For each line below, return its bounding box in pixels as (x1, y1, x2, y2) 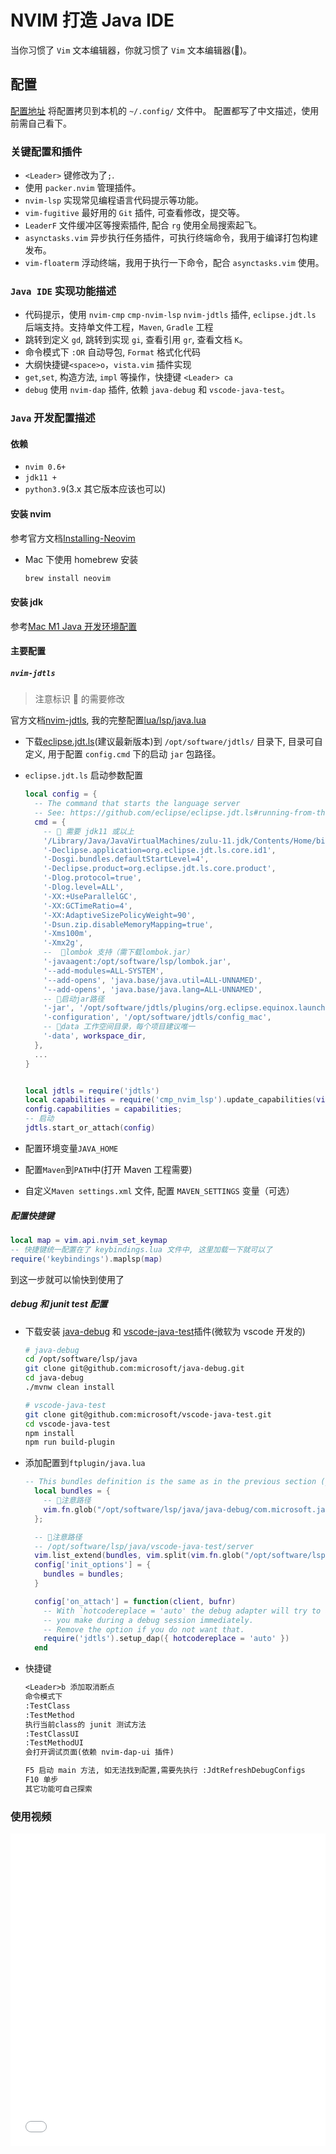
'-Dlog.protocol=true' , (43, 873, 142, 883)
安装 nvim (10, 508, 52, 520)
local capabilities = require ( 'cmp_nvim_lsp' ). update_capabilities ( (24, 1095, 317, 1105)
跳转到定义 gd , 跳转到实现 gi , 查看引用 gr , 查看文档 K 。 (24, 334, 248, 346)
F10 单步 (24, 1775, 59, 1785)
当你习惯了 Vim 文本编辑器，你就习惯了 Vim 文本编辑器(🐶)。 (10, 44, 253, 56)
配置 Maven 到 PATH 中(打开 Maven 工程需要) (24, 1163, 193, 1175)
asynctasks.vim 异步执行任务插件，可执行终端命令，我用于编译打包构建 (24, 232, 318, 244)
